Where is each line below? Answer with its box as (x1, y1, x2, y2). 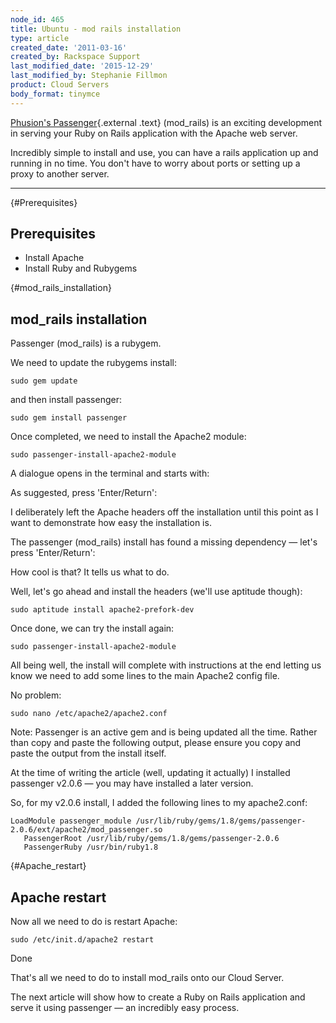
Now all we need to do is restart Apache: (10, 916, 178, 928)
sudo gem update (10, 376, 78, 386)
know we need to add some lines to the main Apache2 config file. (10, 670, 280, 682)
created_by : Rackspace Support (10, 52, 141, 62)
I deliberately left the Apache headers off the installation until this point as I (10, 506, 319, 518)
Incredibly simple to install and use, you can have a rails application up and (10, 146, 319, 158)
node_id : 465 (10, 14, 65, 25)
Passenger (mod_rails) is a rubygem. (10, 337, 162, 350)
